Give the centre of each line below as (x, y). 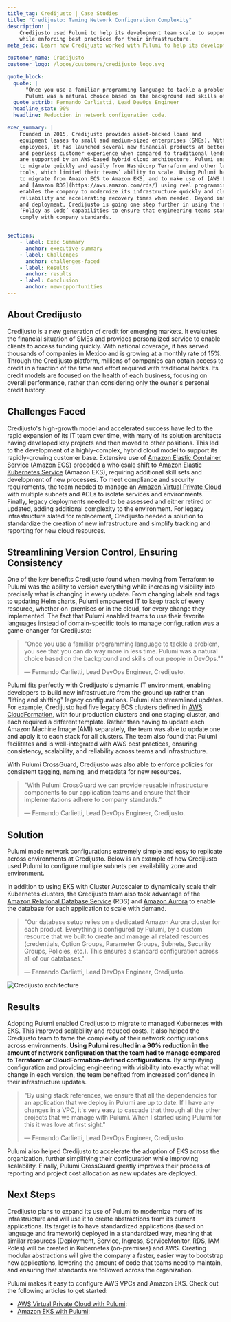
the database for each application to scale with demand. (87, 909)
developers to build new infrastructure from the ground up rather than (106, 693)
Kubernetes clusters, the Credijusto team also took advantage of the (104, 894)
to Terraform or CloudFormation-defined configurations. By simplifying (110, 1060)
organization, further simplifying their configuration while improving (103, 1158)
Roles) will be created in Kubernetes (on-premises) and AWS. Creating (107, 1248)
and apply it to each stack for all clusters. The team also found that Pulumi (112, 737)
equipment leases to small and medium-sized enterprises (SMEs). (115, 140)
